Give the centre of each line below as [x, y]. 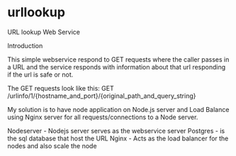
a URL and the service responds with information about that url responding [117, 67]
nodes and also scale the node [52, 145]
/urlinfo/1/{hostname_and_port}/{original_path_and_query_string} [102, 96]
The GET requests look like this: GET [61, 88]
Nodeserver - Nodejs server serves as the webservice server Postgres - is [116, 130]
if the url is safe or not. [40, 74]
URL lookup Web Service [44, 32]
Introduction [25, 45]
